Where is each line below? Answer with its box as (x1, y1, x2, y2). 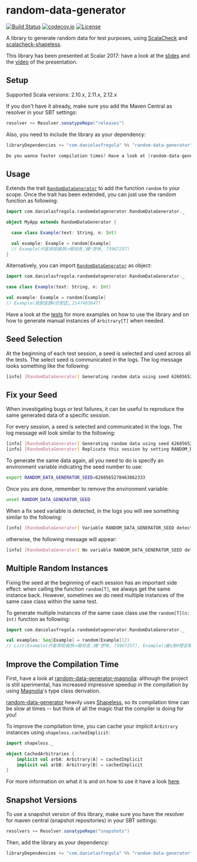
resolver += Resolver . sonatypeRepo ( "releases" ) (6, 120, 125, 126)
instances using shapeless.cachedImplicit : (6, 728, 110, 736)
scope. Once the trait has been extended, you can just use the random (6, 191, 176, 198)
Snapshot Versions (6, 795, 77, 805)
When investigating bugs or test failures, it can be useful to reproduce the (6, 406, 184, 413)
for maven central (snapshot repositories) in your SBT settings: (6, 817, 158, 824)
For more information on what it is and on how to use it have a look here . (6, 778, 181, 785)
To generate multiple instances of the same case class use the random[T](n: (6, 609, 190, 616)
